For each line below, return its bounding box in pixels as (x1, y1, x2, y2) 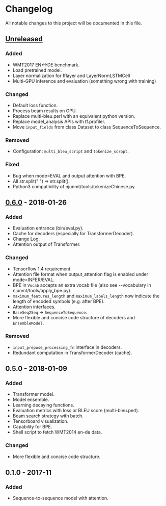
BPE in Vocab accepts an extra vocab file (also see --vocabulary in (12, 282, 151, 288)
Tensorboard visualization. (12, 418, 69, 424)
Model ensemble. (12, 396, 49, 403)
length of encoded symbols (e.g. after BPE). (12, 298, 105, 304)
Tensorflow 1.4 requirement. (12, 266, 72, 272)
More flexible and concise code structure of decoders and (12, 314, 135, 320)
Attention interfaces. (12, 303, 56, 310)
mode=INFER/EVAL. (12, 276, 55, 283)
